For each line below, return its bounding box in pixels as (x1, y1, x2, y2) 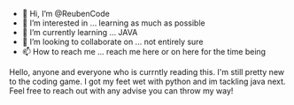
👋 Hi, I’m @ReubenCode (21, 9, 111, 19)
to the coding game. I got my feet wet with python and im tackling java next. (9, 76, 286, 86)
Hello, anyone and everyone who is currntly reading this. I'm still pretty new (9, 67, 285, 77)
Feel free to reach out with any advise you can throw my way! (9, 86, 234, 96)
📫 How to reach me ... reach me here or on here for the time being (21, 47, 267, 56)
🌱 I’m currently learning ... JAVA (21, 27, 138, 37)
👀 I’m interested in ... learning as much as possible (21, 18, 205, 28)
